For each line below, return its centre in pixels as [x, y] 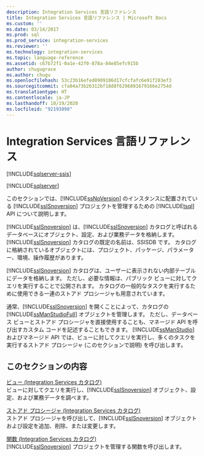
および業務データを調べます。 [54, 398]
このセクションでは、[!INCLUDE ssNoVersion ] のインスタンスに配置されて [99, 199]
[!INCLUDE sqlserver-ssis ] [39, 174]
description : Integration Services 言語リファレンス [72, 12]
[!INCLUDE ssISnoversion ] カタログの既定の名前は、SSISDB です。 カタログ [101, 242]
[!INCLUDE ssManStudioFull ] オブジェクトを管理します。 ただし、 [89, 314]
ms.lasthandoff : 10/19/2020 [42, 103]
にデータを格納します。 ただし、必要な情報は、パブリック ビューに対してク [102, 278]
